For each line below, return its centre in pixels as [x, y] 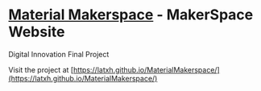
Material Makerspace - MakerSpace [131, 15]
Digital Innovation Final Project [59, 54]
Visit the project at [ [41, 69]
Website [37, 32]
